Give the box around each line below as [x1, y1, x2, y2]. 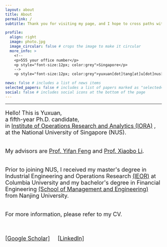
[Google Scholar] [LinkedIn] [5, 235, 84, 242]
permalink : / [5, 16, 32, 21]
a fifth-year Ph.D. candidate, [5, 116, 80, 123]
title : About [5, 12, 32, 17]
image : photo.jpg [9, 39, 46, 45]
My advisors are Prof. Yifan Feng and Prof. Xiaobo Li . [5, 147, 144, 154]
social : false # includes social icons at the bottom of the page [5, 90, 146, 95]
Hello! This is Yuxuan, [5, 109, 62, 117]
